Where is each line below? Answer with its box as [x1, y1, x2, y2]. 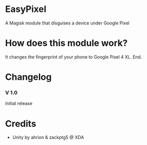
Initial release [5, 101, 32, 107]
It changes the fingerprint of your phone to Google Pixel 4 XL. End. [5, 54, 142, 60]
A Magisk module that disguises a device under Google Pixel [5, 20, 130, 26]
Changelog [5, 71, 52, 83]
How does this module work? [5, 37, 128, 49]
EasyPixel [5, 3, 46, 15]
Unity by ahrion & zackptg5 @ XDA [12, 135, 84, 141]
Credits [5, 118, 36, 129]
